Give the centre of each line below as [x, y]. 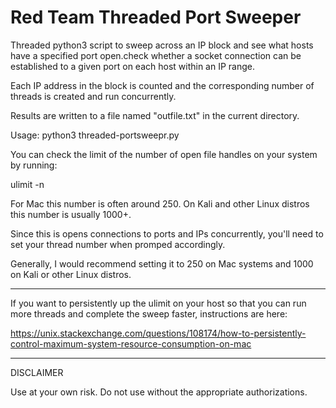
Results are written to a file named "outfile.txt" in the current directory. [155, 115]
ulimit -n [27, 184]
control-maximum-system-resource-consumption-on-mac [131, 343]
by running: [34, 165]
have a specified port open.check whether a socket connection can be [156, 55]
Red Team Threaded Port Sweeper [156, 17]
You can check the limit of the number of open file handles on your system [164, 154]
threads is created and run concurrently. [93, 96]
